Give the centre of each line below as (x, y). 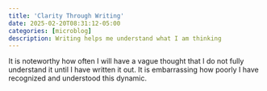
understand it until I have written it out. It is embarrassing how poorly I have (134, 70)
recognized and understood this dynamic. (78, 78)
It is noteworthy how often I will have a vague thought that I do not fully (126, 61)
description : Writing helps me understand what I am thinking (115, 38)
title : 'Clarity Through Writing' (67, 16)
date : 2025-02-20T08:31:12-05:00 (65, 23)
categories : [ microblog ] (50, 31)
